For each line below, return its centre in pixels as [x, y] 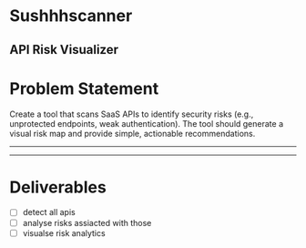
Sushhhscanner [71, 16]
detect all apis [49, 212]
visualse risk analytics [64, 232]
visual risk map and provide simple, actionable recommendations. [133, 133]
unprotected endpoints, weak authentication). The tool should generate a [147, 123]
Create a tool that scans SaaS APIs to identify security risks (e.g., [132, 114]
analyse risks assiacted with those [87, 222]
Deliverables [58, 187]
